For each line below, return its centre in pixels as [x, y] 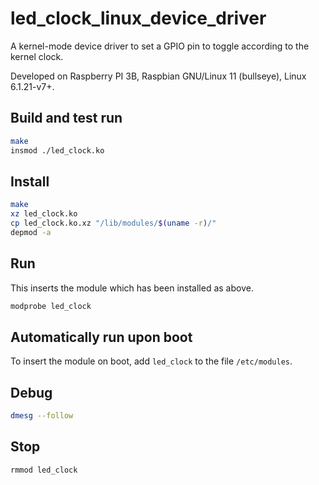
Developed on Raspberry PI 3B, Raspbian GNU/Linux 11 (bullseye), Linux [158, 76]
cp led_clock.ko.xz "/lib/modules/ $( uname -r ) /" [113, 223]
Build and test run [66, 118]
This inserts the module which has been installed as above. [132, 288]
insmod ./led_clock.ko [57, 150]
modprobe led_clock [51, 306]
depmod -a [31, 232]
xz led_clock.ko [44, 214]
